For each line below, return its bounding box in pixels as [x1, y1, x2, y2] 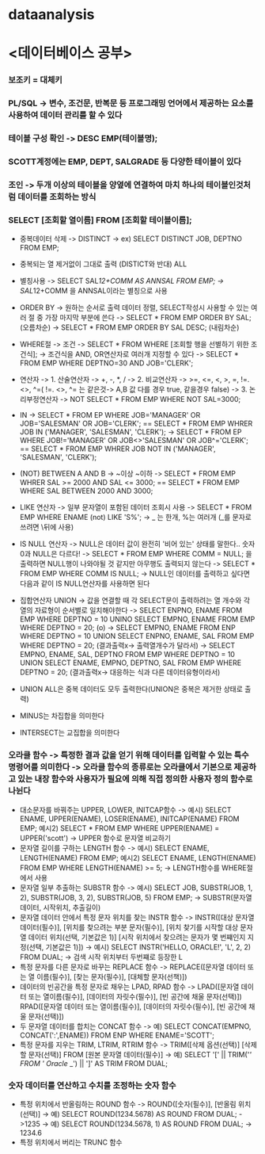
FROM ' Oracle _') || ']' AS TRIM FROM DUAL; [19, 1058, 168, 1068]
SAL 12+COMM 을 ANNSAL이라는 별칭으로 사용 [19, 286, 168, 296]
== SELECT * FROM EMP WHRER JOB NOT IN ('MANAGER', [19, 444, 216, 453]
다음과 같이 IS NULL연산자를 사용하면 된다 [19, 579, 150, 588]
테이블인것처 [205, 179, 252, 190]
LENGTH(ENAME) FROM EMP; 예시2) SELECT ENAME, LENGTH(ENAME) [19, 853, 256, 862]
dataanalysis [8, 6, 95, 24]
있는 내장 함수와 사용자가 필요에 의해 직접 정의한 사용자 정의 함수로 [17, 774, 253, 785]
